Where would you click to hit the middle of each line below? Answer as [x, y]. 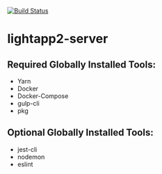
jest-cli [27, 149]
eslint [25, 164]
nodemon [31, 157]
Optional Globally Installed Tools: [81, 133]
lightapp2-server [58, 39]
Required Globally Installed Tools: [82, 64]
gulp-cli [28, 103]
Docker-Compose [43, 96]
